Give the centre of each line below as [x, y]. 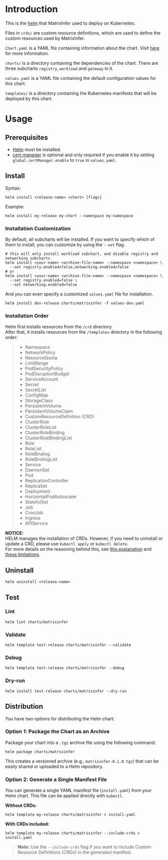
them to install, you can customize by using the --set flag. [65, 245]
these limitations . [23, 554]
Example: [15, 207]
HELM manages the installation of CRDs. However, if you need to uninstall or [84, 538]
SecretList [35, 390]
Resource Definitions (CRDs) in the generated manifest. [75, 852]
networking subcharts [28, 258]
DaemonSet [37, 470]
